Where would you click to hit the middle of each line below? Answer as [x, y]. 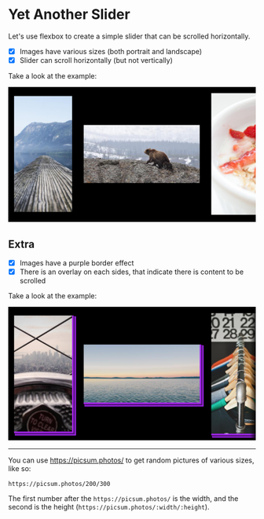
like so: [20, 468]
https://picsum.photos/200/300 [59, 484]
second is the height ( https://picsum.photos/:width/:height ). [109, 506]
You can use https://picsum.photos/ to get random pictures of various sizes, [131, 460]
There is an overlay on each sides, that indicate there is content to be [132, 272]
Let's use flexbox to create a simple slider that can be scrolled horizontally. [129, 36]
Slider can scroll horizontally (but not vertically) [96, 60]
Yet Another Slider [70, 15]
